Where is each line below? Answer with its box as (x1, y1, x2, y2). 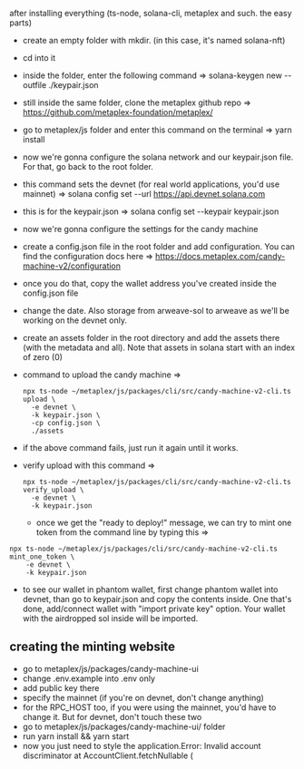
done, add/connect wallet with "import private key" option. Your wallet (22, 603, 286, 614)
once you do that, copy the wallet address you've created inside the (22, 278, 277, 288)
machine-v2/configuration (22, 260, 121, 271)
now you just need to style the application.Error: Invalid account (22, 740, 261, 751)
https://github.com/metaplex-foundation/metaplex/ (22, 107, 213, 117)
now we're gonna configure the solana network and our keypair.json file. (22, 151, 294, 162)
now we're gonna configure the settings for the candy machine (22, 224, 259, 234)
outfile (22, 80, 47, 90)
